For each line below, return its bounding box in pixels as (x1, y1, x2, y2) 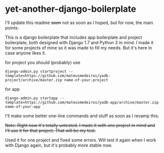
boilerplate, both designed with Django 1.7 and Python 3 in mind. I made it (5, 39, 154, 45)
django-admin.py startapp (5, 96, 58, 101)
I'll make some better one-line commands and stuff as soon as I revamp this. (5, 113, 160, 119)
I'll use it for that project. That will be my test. (5, 127, 96, 133)
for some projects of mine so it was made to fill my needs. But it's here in (5, 45, 152, 51)
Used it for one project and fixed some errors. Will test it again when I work (5, 137, 157, 143)
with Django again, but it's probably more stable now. (5, 142, 113, 148)
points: (5, 25, 19, 30)
